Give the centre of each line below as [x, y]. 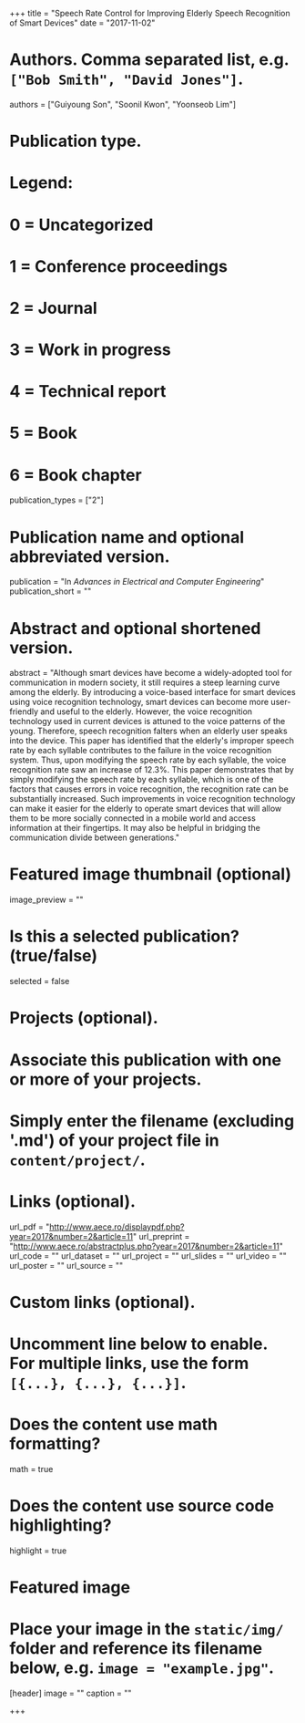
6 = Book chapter [76, 475]
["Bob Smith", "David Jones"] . [127, 79]
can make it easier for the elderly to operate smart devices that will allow [146, 809]
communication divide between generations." [95, 837]
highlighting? [61, 1526]
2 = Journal [53, 308]
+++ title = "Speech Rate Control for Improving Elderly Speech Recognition [150, 13]
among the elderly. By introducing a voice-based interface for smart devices [152, 692]
